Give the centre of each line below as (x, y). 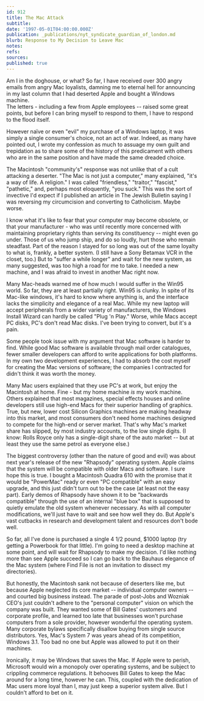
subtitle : (19, 23)
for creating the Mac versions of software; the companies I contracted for (98, 367)
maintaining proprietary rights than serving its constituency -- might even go (102, 233)
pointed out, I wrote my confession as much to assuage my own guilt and (98, 144)
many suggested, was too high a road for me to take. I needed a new (93, 265)
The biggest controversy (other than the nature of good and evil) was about (101, 455)
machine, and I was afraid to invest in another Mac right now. (83, 272)
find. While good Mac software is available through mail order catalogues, (99, 347)
